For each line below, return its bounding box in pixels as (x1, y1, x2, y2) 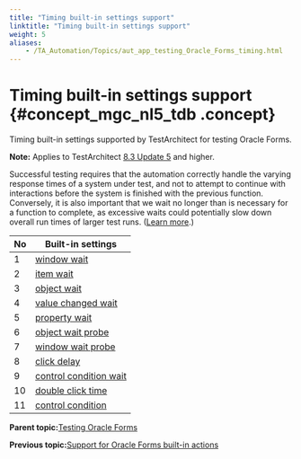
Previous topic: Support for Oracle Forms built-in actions (9, 439, 219, 450)
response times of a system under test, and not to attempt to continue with (9, 179, 286, 190)
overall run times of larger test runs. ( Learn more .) (9, 216, 195, 227)
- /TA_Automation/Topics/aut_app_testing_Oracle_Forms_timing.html (25, 47, 283, 56)
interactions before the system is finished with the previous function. (9, 188, 263, 199)
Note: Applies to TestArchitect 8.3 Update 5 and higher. (9, 152, 216, 163)
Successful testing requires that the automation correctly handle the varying (9, 169, 292, 180)
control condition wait (35, 370, 128, 383)
